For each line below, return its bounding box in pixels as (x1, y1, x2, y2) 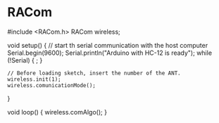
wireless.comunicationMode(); (7, 82, 96, 89)
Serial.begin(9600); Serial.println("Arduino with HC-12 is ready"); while (7, 48, 213, 57)
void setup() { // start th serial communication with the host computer (7, 41, 208, 49)
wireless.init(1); (7, 75, 61, 83)
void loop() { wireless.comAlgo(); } (7, 108, 108, 116)
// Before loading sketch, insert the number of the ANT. (7, 70, 181, 77)
